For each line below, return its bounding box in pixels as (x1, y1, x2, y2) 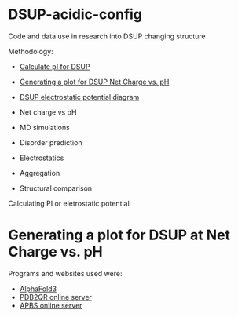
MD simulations (19, 122, 71, 132)
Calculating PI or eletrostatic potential (8, 199, 130, 208)
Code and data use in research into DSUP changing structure (8, 31, 206, 41)
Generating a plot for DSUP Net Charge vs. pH (19, 77, 170, 86)
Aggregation (19, 168, 60, 177)
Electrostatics (19, 153, 64, 162)
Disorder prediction (19, 137, 82, 147)
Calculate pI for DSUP (19, 61, 90, 71)
